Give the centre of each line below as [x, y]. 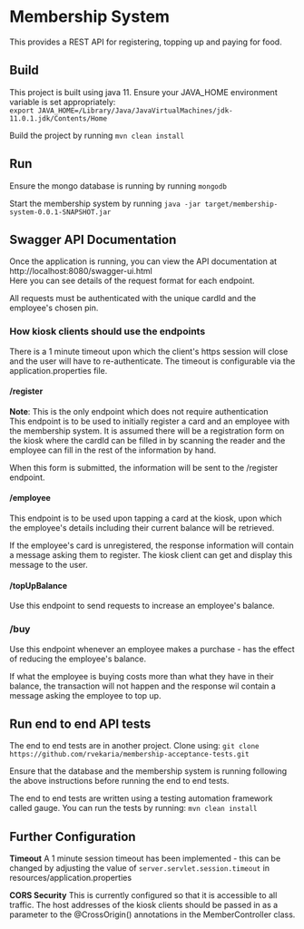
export [22, 111]
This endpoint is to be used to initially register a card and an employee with [150, 421]
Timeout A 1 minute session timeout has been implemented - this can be [145, 858]
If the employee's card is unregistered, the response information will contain [152, 545]
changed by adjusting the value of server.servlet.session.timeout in [140, 868]
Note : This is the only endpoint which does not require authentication [139, 411]
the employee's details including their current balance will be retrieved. [142, 528]
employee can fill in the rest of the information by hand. [113, 450]
